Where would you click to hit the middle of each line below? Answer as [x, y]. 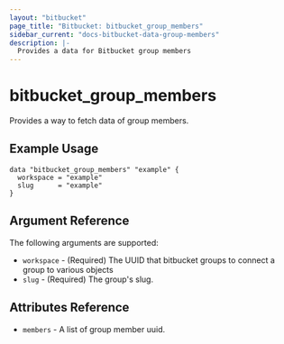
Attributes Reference [69, 308]
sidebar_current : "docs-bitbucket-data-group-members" [115, 34]
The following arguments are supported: [84, 242]
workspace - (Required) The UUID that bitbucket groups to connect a [148, 260]
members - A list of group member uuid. [94, 329]
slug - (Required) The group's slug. [88, 279]
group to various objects [68, 269]
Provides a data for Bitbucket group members [105, 51]
